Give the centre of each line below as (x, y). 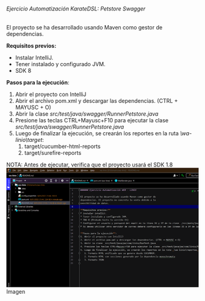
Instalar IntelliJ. (34, 58)
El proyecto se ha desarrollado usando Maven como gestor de (85, 28)
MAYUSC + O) (33, 108)
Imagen (16, 291)
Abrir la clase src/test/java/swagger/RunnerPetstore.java (87, 114)
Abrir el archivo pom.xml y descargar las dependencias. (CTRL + (96, 101)
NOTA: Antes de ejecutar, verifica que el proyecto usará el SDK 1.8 (90, 165)
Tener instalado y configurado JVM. (60, 64)
